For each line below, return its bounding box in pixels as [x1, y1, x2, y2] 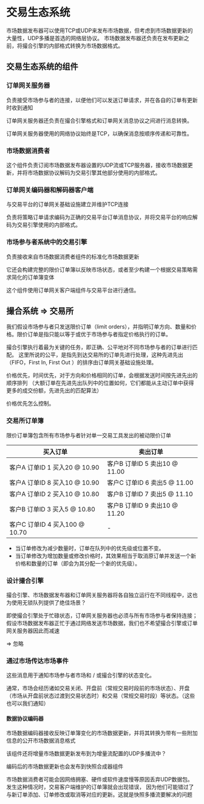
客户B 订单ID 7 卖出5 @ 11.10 [107, 490, 193, 498]
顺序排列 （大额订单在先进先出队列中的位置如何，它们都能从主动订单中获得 [6, 379, 194, 387]
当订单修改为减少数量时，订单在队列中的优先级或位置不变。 [15, 544, 165, 552]
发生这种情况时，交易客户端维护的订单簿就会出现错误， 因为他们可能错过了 [6, 783, 194, 791]
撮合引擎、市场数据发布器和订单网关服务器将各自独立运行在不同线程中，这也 [6, 591, 198, 598]
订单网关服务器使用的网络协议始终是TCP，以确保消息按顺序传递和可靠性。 [6, 130, 192, 137]
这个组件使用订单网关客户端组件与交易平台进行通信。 [6, 286, 140, 294]
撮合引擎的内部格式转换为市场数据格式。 [22, 42, 123, 49]
